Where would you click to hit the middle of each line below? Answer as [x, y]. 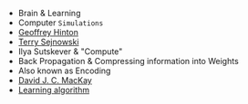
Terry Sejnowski [48, 42]
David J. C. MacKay [55, 80]
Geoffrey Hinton [48, 32]
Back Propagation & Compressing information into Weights [128, 61]
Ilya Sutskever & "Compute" [70, 52]
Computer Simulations [61, 23]
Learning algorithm [53, 90]
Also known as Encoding [64, 71]
